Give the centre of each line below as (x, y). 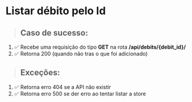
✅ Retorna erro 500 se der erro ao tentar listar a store (80, 94)
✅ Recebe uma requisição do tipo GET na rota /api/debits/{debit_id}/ (100, 47)
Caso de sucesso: (54, 33)
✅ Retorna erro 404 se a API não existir (63, 87)
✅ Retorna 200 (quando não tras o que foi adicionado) (81, 54)
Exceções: (40, 73)
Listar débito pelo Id (56, 11)
